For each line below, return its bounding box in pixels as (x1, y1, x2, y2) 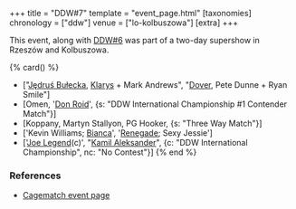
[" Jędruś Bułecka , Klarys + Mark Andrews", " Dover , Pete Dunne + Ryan (22, 80, 288, 90)
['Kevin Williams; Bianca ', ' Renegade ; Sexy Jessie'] (22, 128, 213, 138)
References (9, 169, 62, 182)
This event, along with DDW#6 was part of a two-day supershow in (9, 35, 261, 45)
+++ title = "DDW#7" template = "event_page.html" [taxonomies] (9, 8, 252, 18)
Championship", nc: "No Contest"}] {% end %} (22, 147, 197, 157)
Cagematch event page (22, 190, 110, 201)
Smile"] (22, 90, 51, 100)
